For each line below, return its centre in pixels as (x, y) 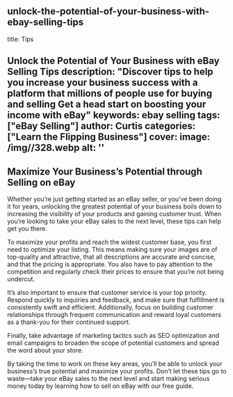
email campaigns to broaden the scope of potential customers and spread (113, 343)
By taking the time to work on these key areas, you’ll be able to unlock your (115, 364)
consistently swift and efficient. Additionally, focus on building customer (111, 307)
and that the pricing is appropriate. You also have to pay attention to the (110, 264)
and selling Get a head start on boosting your (107, 105)
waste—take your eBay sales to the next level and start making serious (109, 379)
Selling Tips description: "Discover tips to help (110, 72)
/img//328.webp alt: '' (56, 148)
